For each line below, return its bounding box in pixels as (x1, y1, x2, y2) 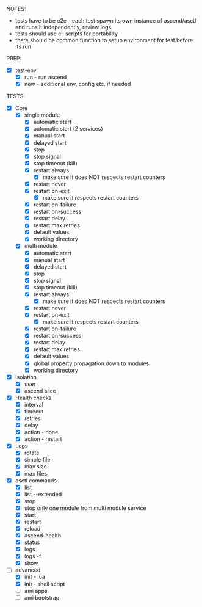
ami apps (24, 587, 48, 594)
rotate (24, 449, 40, 457)
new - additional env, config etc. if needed (24, 81, 131, 88)
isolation (15, 373, 37, 380)
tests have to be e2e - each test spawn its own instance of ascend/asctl (15, 17, 197, 24)
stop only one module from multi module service (24, 504, 146, 512)
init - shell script (24, 580, 65, 587)
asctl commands (15, 476, 57, 484)
